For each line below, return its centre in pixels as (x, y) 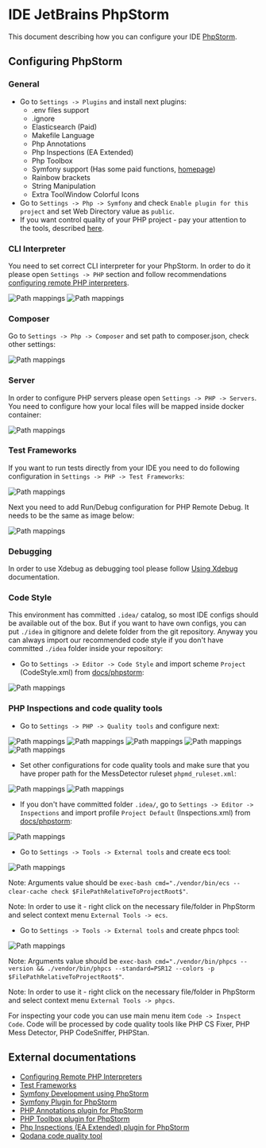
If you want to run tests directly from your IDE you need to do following (124, 468)
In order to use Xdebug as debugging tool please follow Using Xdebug (123, 568)
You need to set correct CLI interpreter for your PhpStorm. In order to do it (129, 266)
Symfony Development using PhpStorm (84, 1093)
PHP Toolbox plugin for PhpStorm (75, 1119)
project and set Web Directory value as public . (97, 211)
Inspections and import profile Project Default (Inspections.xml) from (135, 812)
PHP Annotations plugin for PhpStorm (81, 1110)
